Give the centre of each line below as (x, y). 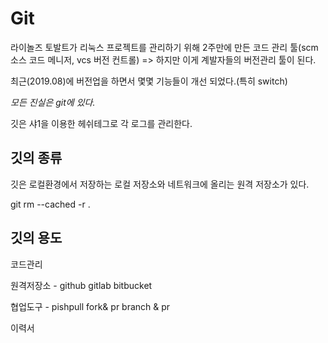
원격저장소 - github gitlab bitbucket (81, 285)
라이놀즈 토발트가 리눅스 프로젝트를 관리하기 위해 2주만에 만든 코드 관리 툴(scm (164, 47)
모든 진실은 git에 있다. (53, 102)
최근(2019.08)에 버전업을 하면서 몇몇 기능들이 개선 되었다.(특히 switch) (149, 81)
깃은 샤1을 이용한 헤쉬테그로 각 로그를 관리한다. (101, 123)
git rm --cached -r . (50, 204)
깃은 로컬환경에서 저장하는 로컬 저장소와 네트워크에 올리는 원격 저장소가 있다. (160, 184)
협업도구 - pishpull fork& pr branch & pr (90, 306)
